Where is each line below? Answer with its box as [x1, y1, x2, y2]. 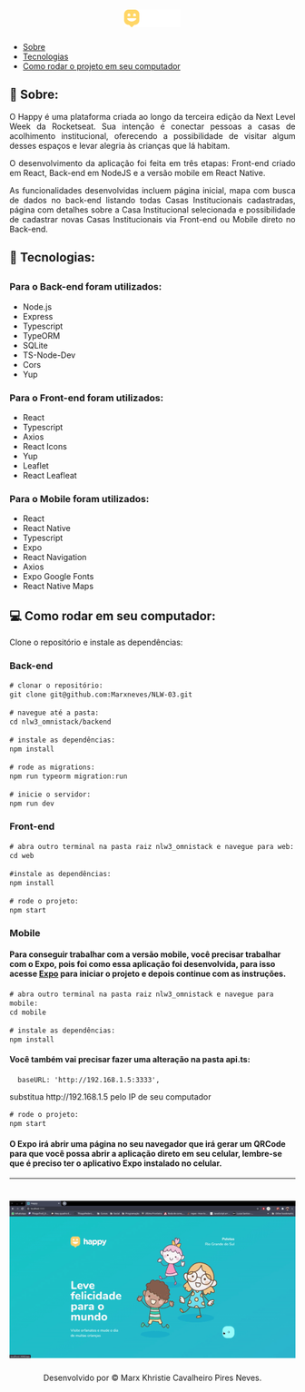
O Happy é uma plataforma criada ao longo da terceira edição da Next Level [9, 111, 296, 122]
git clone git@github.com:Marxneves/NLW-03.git [9, 690, 193, 699]
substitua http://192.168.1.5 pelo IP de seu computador [9, 1091, 212, 1102]
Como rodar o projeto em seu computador [22, 60, 182, 72]
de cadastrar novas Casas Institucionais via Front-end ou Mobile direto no [9, 213, 296, 224]
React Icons [22, 441, 68, 452]
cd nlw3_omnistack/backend [9, 717, 112, 726]
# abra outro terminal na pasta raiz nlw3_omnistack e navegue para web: [9, 842, 295, 851]
